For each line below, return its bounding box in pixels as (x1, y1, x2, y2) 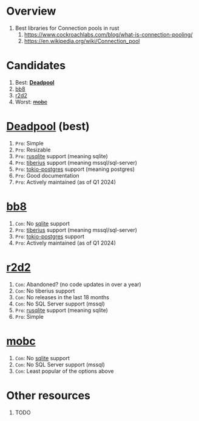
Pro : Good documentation (15, 172, 80, 179)
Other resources (6, 388, 91, 402)
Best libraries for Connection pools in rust (15, 24, 120, 32)
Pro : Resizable (15, 146, 51, 153)
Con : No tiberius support (15, 287, 75, 294)
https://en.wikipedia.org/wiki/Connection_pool (24, 37, 140, 44)
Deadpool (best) (6, 120, 90, 133)
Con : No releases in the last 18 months (15, 293, 109, 301)
